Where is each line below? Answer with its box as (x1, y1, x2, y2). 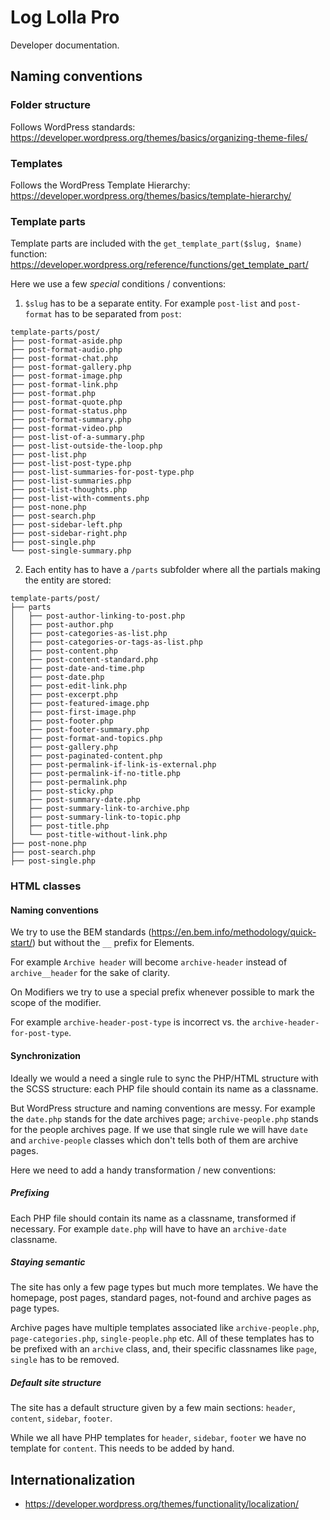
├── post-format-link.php (10, 380, 118, 390)
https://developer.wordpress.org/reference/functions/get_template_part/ (10, 259, 309, 271)
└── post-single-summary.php (10, 546, 132, 556)
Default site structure (10, 1377, 102, 1389)
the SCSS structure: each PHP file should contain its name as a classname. (10, 1082, 319, 1095)
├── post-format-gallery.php (10, 362, 132, 373)
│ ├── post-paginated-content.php (10, 751, 163, 761)
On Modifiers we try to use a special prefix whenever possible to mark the (10, 986, 315, 998)
